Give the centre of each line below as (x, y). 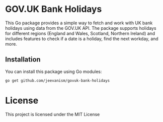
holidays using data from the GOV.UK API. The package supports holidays (81, 28)
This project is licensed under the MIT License (53, 114)
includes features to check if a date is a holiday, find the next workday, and (82, 39)
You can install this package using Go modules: (54, 71)
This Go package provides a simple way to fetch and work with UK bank (79, 23)
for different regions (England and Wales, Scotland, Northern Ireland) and (80, 33)
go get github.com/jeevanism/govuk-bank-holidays (58, 80)
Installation (23, 60)
